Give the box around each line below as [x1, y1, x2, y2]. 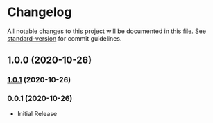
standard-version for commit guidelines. [7, 34, 122, 42]
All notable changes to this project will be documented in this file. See [7, 27, 207, 35]
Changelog [7, 4, 72, 20]
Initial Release [17, 109, 58, 117]
